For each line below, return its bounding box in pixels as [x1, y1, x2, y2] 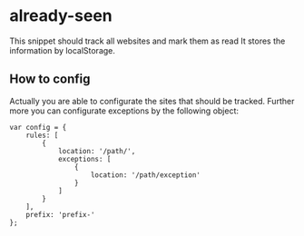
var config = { [9, 123, 67, 132]
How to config [9, 72, 91, 87]
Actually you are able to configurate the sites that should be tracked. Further [9, 95, 295, 106]
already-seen [9, 5, 113, 26]
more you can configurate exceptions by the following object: [9, 105, 239, 116]
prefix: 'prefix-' [25, 210, 95, 219]
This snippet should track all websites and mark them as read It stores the [9, 35, 286, 46]
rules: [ [25, 131, 59, 140]
